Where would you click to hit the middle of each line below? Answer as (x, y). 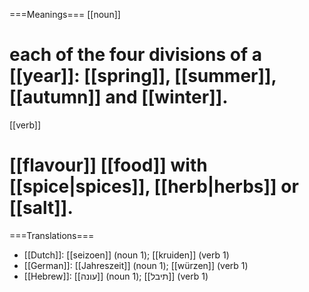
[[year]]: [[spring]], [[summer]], (143, 76)
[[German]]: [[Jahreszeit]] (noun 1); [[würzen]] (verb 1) (136, 265)
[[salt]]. (41, 208)
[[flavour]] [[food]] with (108, 165)
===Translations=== (52, 235)
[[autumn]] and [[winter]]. (119, 97)
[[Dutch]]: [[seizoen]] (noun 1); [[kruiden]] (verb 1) (126, 255)
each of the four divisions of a (135, 55)
